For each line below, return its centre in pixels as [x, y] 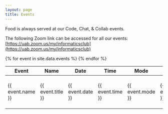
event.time [110, 92]
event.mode [141, 92]
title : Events [20, 14]
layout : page [19, 10]
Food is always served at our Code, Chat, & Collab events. [65, 28]
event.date [81, 92]
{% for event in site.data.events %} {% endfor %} [56, 58]
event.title [51, 92]
